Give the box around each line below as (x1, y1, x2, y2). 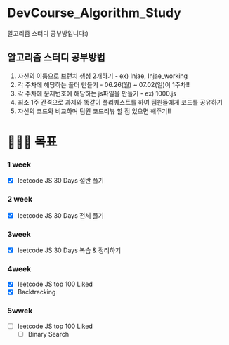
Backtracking (17, 288, 56, 297)
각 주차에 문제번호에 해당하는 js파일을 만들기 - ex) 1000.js (17, 89, 177, 98)
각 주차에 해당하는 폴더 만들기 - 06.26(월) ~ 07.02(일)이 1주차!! (17, 80, 190, 89)
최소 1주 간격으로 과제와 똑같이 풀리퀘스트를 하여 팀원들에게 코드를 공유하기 (17, 98, 223, 106)
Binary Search (27, 330, 70, 338)
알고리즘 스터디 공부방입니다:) (7, 29, 89, 37)
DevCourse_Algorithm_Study (7, 5, 181, 21)
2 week (7, 195, 33, 204)
